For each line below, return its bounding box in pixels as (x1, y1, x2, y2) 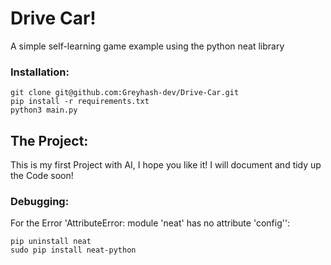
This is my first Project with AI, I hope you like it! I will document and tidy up (10, 159, 322, 171)
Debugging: (10, 194, 70, 208)
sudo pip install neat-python (10, 245, 137, 256)
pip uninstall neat (10, 237, 92, 247)
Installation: (10, 65, 70, 79)
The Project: (10, 132, 89, 149)
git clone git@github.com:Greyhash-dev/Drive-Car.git (10, 88, 240, 98)
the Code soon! (10, 170, 74, 182)
